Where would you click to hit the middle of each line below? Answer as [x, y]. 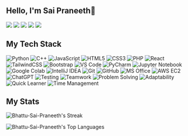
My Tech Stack [34, 44]
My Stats [23, 102]
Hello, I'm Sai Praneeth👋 [51, 11]
